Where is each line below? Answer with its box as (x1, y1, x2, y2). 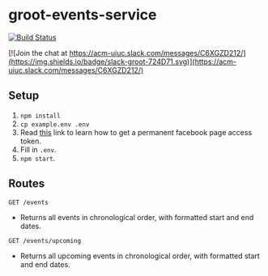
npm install (19, 112, 61, 120)
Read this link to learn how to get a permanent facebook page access (19, 127, 253, 137)
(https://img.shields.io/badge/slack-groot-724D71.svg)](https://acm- (8, 57, 237, 66)
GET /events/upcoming (8, 236, 82, 244)
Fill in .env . (19, 144, 57, 155)
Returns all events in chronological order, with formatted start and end (19, 212, 254, 222)
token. (19, 136, 42, 146)
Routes (8, 176, 45, 191)
